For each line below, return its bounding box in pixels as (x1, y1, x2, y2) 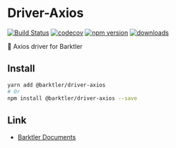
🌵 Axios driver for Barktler (7, 42, 83, 50)
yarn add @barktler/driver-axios (7, 81, 106, 89)
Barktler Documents (17, 133, 76, 142)
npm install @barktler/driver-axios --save (7, 94, 138, 102)
